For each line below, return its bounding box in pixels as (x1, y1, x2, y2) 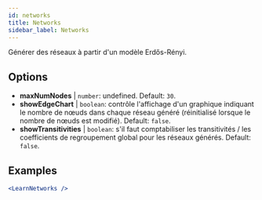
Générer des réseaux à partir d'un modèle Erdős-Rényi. (8, 48, 187, 57)
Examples (8, 164, 57, 177)
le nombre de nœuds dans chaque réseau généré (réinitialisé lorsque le (19, 107, 251, 118)
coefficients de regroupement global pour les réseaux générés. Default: (19, 133, 251, 142)
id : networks (8, 11, 51, 20)
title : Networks (8, 19, 61, 27)
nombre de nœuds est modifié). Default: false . (19, 116, 171, 125)
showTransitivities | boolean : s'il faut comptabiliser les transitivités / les (19, 125, 252, 134)
